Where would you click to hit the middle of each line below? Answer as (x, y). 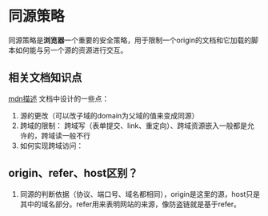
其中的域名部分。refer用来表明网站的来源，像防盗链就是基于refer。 (130, 204)
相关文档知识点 (45, 78)
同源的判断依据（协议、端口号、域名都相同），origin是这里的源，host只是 (140, 194)
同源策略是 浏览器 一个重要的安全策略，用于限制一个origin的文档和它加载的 (130, 40)
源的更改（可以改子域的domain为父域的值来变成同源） (109, 115)
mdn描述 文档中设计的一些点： (59, 98)
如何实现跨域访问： (52, 146)
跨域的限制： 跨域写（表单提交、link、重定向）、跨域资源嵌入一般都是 (134, 126)
